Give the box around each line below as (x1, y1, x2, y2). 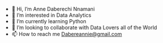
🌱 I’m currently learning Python (11, 18, 86, 24)
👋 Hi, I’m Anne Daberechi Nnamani (11, 6, 95, 12)
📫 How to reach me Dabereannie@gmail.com (11, 31, 123, 37)
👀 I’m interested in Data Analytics (11, 12, 92, 19)
